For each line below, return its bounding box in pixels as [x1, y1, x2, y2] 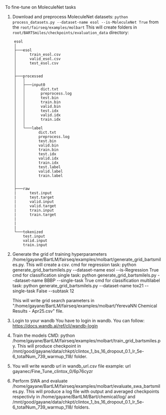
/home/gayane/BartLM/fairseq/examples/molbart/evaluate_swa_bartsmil [12, 383, 161, 389]
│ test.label [14, 165, 61, 170]
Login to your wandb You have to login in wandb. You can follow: [12, 318, 145, 323]
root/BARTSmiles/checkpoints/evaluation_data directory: [12, 30, 129, 35]
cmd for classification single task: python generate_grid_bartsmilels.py [12, 272, 157, 278]
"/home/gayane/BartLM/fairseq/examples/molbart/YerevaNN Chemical [12, 303, 158, 309]
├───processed [14, 74, 43, 79]
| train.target [14, 212, 56, 217]
